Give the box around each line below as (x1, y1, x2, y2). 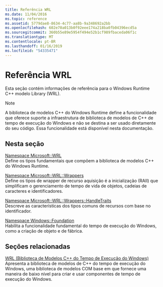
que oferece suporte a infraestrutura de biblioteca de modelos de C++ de (5, 115, 153, 121)
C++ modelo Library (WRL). (5, 91, 61, 97)
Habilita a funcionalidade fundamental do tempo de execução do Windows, (5, 223, 157, 229)
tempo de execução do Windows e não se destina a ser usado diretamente (5, 120, 156, 126)
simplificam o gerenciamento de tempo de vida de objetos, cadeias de (5, 183, 147, 189)
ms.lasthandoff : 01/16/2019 (5, 44, 63, 49)
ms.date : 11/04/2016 (5, 12, 47, 17)
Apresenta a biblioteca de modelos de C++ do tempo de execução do (5, 261, 146, 266)
